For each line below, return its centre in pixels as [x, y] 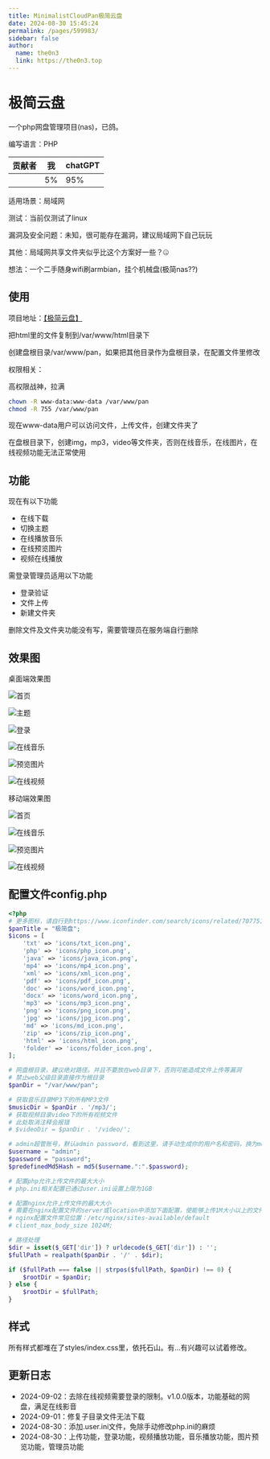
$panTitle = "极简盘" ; [45, 929]
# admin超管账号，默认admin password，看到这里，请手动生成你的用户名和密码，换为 [133, 1144]
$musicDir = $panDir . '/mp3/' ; [62, 1107]
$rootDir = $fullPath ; [61, 1292]
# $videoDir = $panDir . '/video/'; [70, 1130]
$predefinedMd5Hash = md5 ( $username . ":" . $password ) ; [98, 1166]
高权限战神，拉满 [37, 386]
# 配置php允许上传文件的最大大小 [56, 1181]
